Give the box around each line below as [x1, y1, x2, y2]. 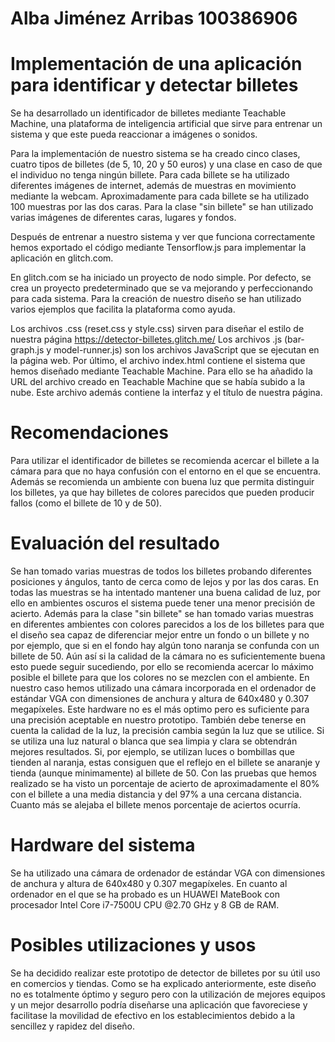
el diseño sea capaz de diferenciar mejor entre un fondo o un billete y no [10, 629, 310, 641]
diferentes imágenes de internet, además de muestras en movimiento [10, 180, 297, 192]
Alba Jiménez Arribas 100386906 [10, 7, 298, 30]
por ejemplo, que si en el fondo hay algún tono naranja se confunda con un [10, 640, 320, 651]
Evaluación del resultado [10, 532, 220, 555]
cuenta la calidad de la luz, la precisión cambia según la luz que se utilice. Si [10, 725, 325, 736]
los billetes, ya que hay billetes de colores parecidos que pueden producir [10, 487, 315, 499]
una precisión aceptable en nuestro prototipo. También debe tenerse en [10, 714, 307, 726]
